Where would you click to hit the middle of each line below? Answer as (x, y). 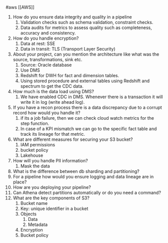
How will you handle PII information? (50, 161)
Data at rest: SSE (38, 44)
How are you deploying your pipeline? (52, 187)
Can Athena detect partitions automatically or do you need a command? (87, 193)
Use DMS (30, 70)
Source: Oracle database (46, 65)
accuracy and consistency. (48, 33)
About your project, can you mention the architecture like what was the (86, 54)
